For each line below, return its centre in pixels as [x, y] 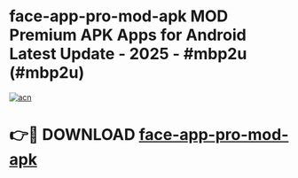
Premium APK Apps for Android [128, 35]
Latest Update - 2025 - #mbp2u [128, 54]
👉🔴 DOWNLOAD [72, 135]
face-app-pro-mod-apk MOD [119, 16]
